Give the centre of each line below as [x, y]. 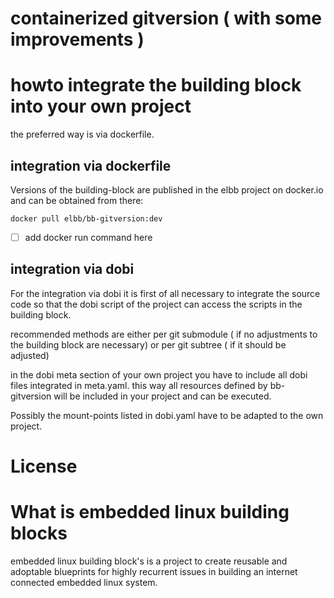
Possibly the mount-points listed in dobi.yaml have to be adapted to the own [167, 415]
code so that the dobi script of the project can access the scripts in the [156, 304]
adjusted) [30, 355]
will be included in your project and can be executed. [162, 396]
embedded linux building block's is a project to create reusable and [149, 561]
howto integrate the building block [156, 85]
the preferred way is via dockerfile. [82, 134]
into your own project [101, 106]
